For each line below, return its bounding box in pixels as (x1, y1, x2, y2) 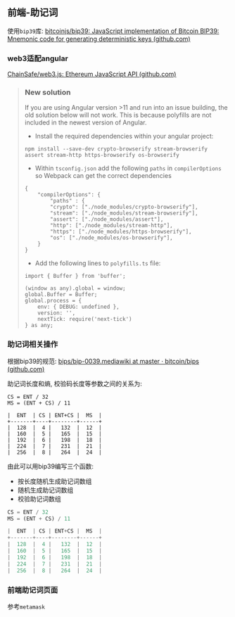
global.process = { (24, 298, 82, 305)
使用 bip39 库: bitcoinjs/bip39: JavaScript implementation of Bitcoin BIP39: (7, 27, 220, 35)
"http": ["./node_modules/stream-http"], (50, 222, 174, 229)
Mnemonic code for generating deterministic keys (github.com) (7, 34, 191, 43)
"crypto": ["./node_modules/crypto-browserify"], (50, 203, 198, 211)
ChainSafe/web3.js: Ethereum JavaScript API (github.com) (7, 70, 177, 79)
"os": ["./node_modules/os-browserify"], (50, 234, 174, 241)
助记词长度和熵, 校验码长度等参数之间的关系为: (7, 379, 143, 388)
